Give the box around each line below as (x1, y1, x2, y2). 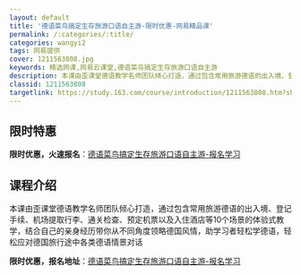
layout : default (9, 13, 70, 22)
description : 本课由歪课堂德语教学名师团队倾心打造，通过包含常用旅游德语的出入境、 (9, 72, 288, 81)
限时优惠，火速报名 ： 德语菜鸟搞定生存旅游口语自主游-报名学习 (9, 149, 241, 159)
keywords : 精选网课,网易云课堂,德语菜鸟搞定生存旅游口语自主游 (9, 64, 218, 73)
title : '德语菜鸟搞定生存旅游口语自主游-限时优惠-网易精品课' (9, 21, 214, 30)
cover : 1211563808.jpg (9, 55, 94, 64)
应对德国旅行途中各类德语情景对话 (16, 236, 143, 247)
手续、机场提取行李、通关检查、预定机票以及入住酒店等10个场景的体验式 (9, 214, 277, 225)
